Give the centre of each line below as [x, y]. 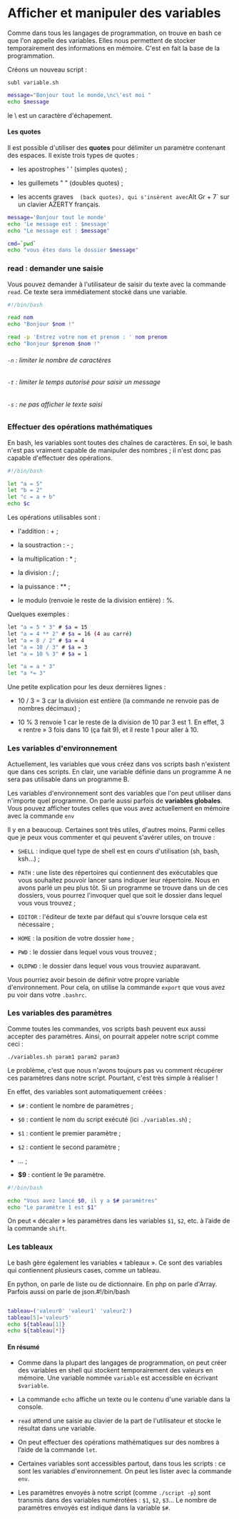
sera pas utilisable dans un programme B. [68, 779]
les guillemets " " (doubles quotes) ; [70, 183]
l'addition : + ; [38, 531]
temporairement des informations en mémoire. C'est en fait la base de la [113, 48]
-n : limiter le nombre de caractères [60, 360]
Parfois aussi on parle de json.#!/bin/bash [69, 1291]
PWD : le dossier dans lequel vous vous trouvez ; [87, 952]
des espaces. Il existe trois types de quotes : [73, 155]
